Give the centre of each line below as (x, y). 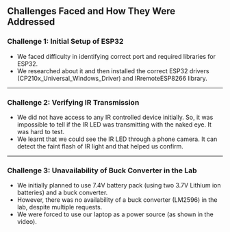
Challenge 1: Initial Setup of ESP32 (65, 42)
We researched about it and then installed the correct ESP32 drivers (113, 70)
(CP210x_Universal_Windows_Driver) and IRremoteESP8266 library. (112, 78)
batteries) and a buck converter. (62, 193)
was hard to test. (41, 131)
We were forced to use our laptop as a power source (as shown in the (115, 214)
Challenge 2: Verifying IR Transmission (73, 102)
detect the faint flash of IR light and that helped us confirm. (100, 146)
